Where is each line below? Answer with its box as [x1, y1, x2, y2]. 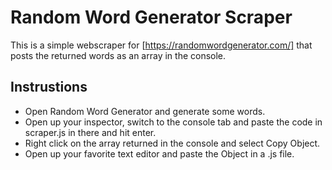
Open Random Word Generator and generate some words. [24, 105, 266, 117]
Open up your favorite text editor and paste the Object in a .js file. [24, 147, 295, 160]
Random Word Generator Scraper [10, 6, 293, 29]
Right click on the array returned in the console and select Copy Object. [24, 137, 321, 149]
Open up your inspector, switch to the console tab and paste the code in [24, 116, 323, 128]
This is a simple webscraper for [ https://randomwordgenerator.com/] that [10, 39, 313, 51]
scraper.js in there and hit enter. [24, 126, 157, 138]
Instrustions [10, 79, 88, 96]
